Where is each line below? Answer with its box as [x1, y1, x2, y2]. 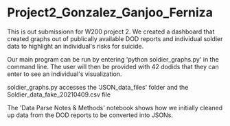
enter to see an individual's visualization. [7, 70, 122, 78]
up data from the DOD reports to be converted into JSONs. [7, 111, 174, 119]
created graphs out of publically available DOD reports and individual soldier [7, 34, 223, 42]
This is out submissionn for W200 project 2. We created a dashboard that [7, 27, 215, 36]
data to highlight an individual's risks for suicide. [7, 42, 144, 50]
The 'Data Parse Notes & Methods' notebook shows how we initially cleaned [7, 103, 223, 112]
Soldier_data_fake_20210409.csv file [7, 90, 111, 99]
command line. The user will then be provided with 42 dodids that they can [7, 62, 219, 71]
